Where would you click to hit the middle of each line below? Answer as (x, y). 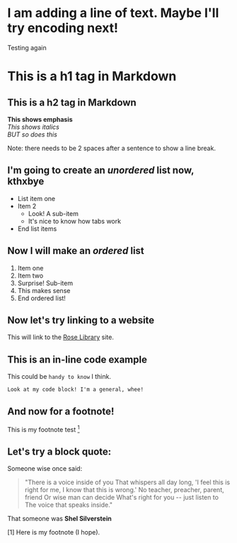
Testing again (27, 47)
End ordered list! (41, 298)
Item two (30, 275)
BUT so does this (33, 134)
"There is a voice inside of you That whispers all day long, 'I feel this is (127, 482)
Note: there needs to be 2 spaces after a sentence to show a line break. (111, 148)
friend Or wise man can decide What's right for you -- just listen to (122, 498)
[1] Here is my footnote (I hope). (54, 532)
